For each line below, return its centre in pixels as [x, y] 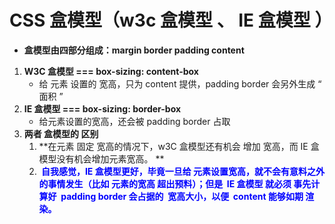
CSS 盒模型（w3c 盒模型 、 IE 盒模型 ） [171, 20]
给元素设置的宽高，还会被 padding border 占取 [134, 121]
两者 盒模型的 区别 [61, 133]
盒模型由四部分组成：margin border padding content [134, 50]
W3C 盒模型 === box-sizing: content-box [111, 71]
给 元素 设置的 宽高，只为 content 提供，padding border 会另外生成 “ [180, 83]
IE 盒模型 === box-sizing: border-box [102, 108]
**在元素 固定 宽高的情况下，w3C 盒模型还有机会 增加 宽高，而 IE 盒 [179, 146]
